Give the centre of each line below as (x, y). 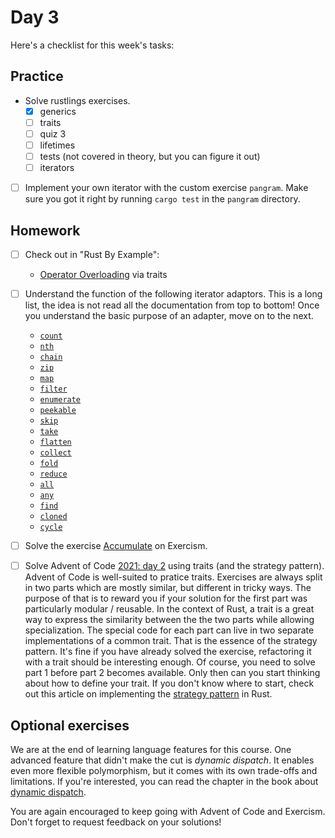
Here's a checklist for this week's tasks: (92, 45)
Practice (37, 76)
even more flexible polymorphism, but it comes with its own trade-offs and (164, 771)
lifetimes (57, 145)
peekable (58, 411)
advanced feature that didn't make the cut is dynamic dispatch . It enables (162, 760)
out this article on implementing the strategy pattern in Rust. (148, 694)
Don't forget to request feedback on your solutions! (116, 822)
